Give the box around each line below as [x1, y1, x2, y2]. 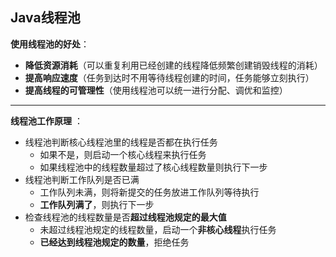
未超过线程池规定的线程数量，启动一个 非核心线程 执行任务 [39, 223, 277, 235]
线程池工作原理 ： [10, 114, 83, 127]
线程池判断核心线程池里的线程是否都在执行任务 [24, 136, 218, 148]
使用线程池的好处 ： [10, 38, 90, 50]
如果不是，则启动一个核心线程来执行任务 [39, 148, 207, 160]
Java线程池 [10, 9, 81, 27]
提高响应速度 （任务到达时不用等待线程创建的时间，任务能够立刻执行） [24, 71, 315, 83]
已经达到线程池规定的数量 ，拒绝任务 [39, 236, 190, 248]
